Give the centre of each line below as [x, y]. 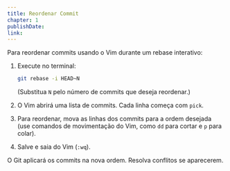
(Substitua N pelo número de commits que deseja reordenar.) [104, 92]
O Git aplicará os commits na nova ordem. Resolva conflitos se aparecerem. [115, 161]
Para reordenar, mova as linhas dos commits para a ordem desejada [114, 119]
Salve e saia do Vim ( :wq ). [54, 147]
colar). [26, 134]
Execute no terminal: [46, 66]
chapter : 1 [23, 20]
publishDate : [26, 26]
